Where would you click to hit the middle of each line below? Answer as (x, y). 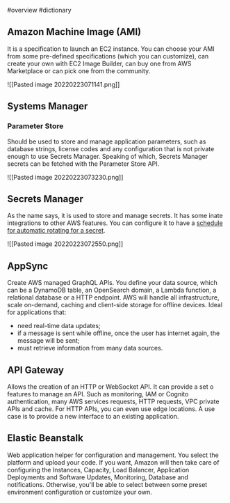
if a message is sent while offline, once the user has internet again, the (118, 333)
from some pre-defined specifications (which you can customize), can (108, 56)
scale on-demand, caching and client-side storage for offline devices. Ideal (115, 305)
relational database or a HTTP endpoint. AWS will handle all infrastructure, (114, 297)
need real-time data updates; (59, 326)
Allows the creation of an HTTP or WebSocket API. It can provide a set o (110, 387)
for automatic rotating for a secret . (56, 231)
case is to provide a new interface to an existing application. (93, 416)
